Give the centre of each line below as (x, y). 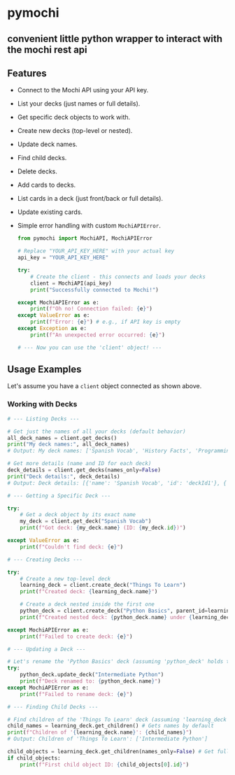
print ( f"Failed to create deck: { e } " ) (76, 637)
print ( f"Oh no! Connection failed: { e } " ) (91, 309)
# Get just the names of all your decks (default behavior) (97, 432)
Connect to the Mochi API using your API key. (83, 90)
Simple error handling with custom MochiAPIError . (89, 226)
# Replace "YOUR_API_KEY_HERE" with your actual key (96, 251)
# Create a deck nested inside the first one (87, 604)
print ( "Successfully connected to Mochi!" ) (94, 290)
